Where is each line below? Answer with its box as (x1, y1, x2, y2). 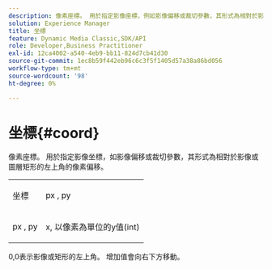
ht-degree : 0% (8, 79, 57, 87)
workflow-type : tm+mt (8, 65, 82, 73)
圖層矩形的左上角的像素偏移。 (8, 162, 108, 172)
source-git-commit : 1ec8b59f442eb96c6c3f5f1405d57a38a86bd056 (8, 57, 223, 65)
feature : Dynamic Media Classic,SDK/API (8, 34, 147, 43)
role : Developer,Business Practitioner (8, 42, 143, 50)
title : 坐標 (8, 27, 46, 35)
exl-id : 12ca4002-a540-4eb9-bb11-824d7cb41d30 (8, 49, 168, 57)
